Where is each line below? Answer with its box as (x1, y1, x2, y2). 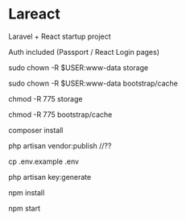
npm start (8, 203, 41, 213)
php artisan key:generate (8, 172, 92, 181)
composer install (8, 125, 64, 135)
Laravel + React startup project (8, 31, 111, 41)
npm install (8, 187, 45, 198)
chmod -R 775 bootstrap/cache (8, 110, 113, 119)
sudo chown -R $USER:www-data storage (8, 62, 149, 73)
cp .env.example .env (8, 156, 79, 166)
